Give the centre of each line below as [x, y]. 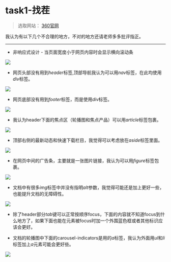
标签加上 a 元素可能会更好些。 [43, 244]
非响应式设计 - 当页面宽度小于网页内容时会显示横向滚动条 [73, 52]
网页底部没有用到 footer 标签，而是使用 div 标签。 [62, 99]
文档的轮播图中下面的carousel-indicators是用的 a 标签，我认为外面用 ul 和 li [89, 237]
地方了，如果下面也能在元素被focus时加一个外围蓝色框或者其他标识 [88, 221]
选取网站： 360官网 [38, 26]
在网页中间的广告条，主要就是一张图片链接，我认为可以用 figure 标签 [83, 160]
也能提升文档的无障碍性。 [39, 194]
